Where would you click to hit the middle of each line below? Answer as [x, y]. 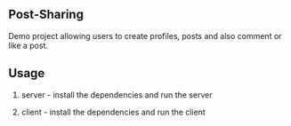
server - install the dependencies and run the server [117, 94]
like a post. [28, 45]
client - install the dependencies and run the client [113, 112]
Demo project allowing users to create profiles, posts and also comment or [145, 35]
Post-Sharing [46, 15]
